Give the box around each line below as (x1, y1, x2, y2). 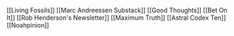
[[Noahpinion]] (6, 21, 49, 29)
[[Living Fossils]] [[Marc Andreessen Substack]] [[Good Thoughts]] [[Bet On (6, 6, 228, 14)
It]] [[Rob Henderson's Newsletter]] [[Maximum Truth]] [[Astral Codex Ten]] (6, 13, 226, 22)
